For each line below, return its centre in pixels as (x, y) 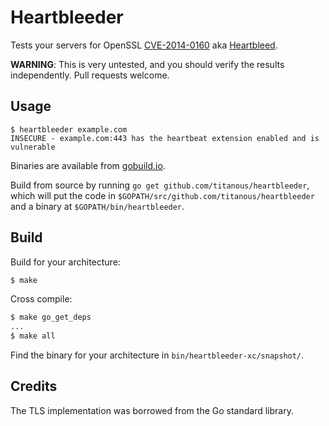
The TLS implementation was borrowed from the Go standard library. (152, 410)
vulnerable (33, 147)
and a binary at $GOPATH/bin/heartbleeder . (97, 206)
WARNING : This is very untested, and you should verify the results (147, 64)
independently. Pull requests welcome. (90, 75)
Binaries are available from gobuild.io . (88, 165)
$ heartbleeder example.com (69, 129)
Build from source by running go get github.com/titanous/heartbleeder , (160, 185)
